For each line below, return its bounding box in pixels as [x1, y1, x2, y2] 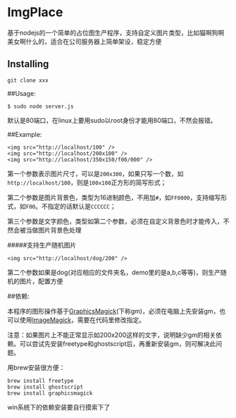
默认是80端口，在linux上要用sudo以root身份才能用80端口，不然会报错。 [7, 116, 217, 124]
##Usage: [7, 89, 37, 97]
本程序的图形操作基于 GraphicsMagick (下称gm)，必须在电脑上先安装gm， [7, 307, 220, 315]
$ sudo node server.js [7, 103, 74, 110]
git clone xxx [7, 77, 49, 84]
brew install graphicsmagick [7, 389, 93, 397]
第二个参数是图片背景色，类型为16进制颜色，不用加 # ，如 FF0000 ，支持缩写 [7, 193, 221, 202]
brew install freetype [7, 377, 74, 384]
